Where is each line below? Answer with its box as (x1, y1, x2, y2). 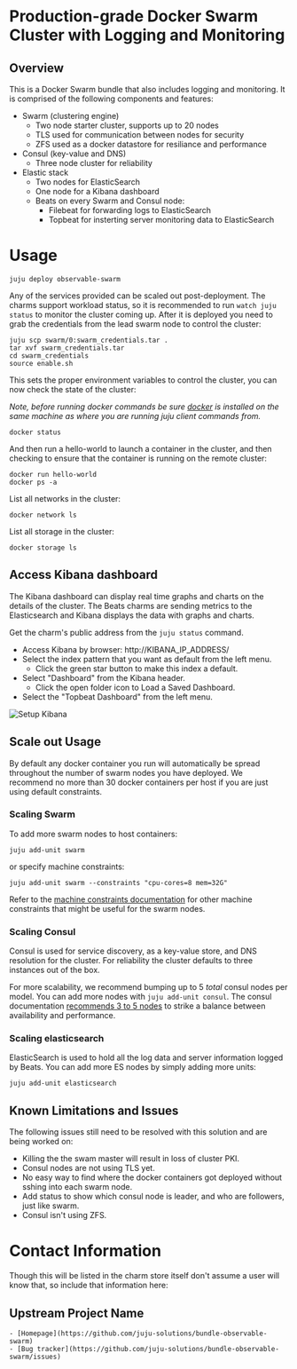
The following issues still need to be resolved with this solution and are (9, 1127, 268, 1137)
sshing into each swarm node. (21, 1182, 133, 1192)
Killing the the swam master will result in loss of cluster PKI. (21, 1153, 240, 1164)
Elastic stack (21, 167, 69, 178)
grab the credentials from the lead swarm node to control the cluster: (9, 318, 262, 329)
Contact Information (9, 1241, 162, 1262)
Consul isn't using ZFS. (21, 1210, 107, 1221)
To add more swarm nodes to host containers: (9, 828, 178, 839)
